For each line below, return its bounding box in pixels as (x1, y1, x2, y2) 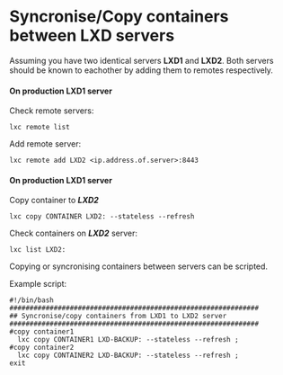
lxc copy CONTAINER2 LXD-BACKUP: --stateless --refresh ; (17, 351, 240, 361)
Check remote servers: (9, 105, 94, 116)
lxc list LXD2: (9, 246, 66, 254)
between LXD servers (9, 25, 175, 46)
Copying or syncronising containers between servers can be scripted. (9, 261, 268, 272)
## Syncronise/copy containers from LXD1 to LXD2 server (9, 312, 227, 321)
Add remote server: (9, 138, 82, 149)
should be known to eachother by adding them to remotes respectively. (9, 65, 274, 76)
